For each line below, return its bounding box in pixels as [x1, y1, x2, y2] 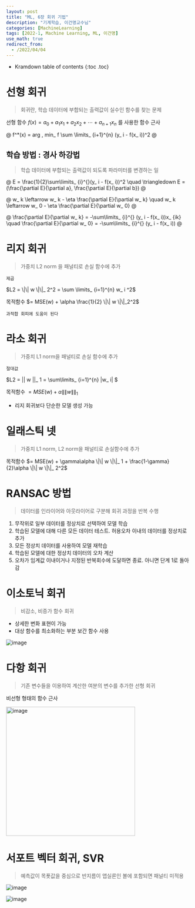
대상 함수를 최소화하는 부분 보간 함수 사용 [14, 627, 109, 634]
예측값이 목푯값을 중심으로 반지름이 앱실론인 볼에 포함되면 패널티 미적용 [20, 872, 184, 879]
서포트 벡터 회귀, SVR [6, 852, 105, 865]
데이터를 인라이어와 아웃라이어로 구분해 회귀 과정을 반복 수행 [20, 507, 159, 514]
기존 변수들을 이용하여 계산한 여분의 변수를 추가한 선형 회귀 [20, 682, 156, 689]
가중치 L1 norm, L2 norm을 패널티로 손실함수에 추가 [20, 445, 140, 452]
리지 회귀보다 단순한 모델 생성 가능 [14, 401, 93, 409]
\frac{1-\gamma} [129, 457, 170, 465]
